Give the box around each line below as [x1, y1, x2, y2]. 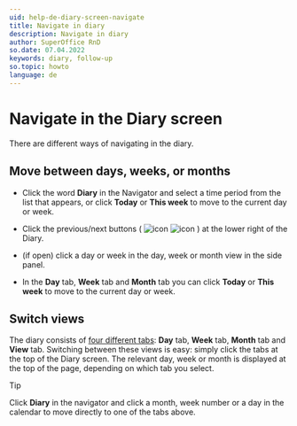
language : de [9, 71, 58, 80]
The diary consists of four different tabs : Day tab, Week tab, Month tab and [9, 335, 286, 345]
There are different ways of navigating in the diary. [9, 138, 194, 149]
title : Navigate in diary [9, 21, 105, 30]
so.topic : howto [9, 63, 69, 72]
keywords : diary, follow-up [9, 54, 113, 63]
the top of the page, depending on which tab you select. [9, 363, 215, 374]
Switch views [9, 311, 85, 326]
